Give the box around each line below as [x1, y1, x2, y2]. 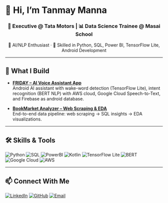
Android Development [61, 47, 106, 53]
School [75, 31, 93, 38]
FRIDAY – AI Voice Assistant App [12, 80, 81, 86]
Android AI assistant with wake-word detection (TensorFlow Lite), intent [12, 85, 160, 91]
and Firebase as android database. [12, 96, 84, 102]
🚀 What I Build [5, 66, 49, 75]
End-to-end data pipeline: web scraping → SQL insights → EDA [12, 111, 142, 117]
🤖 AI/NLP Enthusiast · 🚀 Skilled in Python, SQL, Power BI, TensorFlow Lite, [8, 42, 160, 48]
